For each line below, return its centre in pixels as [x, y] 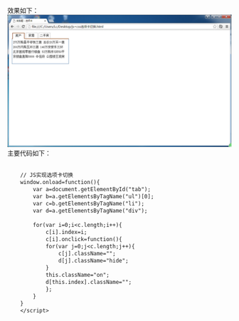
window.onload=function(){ [60, 183]
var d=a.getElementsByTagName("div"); [90, 211]
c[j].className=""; [87, 254]
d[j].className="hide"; [94, 261]
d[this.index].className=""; [89, 282]
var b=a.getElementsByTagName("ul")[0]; [94, 197]
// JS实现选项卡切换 [47, 175]
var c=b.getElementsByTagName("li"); [89, 204]
